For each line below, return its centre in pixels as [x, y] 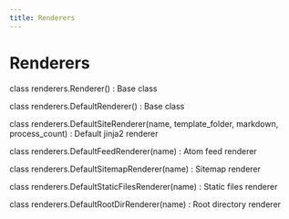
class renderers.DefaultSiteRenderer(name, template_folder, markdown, [144, 123]
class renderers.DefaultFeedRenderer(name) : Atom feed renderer [133, 151]
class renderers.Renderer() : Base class [83, 89]
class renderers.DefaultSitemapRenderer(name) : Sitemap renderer [135, 169]
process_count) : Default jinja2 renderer [84, 133]
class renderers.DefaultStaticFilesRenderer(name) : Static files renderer [144, 186]
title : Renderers [42, 18]
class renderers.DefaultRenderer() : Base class [97, 106]
